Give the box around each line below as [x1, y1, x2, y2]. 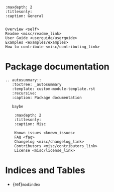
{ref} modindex [12, 181, 41, 187]
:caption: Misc [14, 121, 46, 127]
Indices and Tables [5, 165, 85, 176]
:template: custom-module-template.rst [12, 86, 95, 91]
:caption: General [5, 14, 44, 19]
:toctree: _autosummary [12, 82, 62, 87]
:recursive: [12, 90, 37, 95]
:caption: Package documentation [12, 95, 82, 100]
